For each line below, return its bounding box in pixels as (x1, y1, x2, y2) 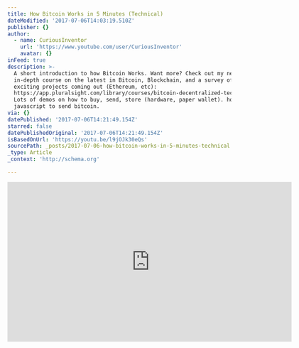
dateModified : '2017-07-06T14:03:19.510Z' (7, 17, 135, 24)
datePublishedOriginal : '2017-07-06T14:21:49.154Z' (7, 129, 163, 136)
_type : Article (7, 149, 53, 156)
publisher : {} (7, 23, 50, 31)
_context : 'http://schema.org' (7, 156, 100, 163)
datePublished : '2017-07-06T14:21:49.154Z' (7, 116, 138, 123)
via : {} (7, 109, 31, 116)
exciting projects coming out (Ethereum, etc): (13, 83, 158, 90)
